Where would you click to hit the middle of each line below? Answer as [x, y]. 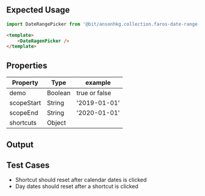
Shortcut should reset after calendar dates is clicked [81, 180]
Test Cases [28, 165]
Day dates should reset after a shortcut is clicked [77, 186]
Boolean [59, 93]
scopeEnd [24, 113]
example [98, 83]
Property [25, 83]
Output [20, 144]
